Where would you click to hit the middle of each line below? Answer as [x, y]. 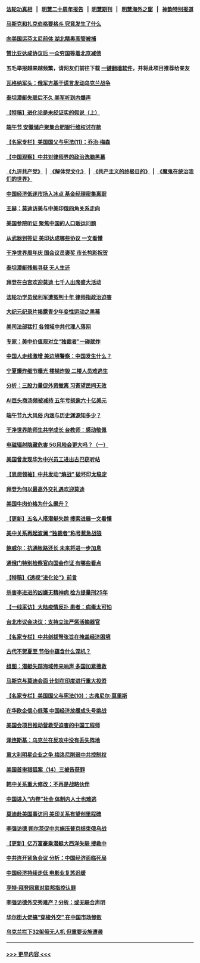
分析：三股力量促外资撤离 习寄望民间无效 [57, 385]
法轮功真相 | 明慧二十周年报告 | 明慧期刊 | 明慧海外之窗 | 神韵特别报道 [100, 9]
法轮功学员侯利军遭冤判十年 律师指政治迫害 [59, 297]
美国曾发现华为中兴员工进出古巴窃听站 [53, 459]
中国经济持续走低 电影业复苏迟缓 [46, 873]
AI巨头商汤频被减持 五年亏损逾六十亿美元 [57, 400]
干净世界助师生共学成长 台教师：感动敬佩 [57, 430]
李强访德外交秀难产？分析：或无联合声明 [56, 902]
